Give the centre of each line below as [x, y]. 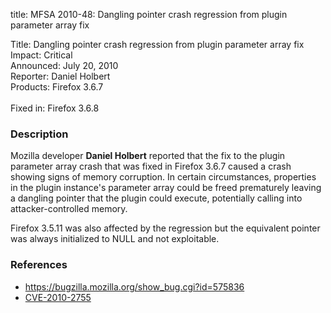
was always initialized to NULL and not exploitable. [115, 239]
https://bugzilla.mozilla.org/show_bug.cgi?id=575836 [134, 286]
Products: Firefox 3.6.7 [57, 87]
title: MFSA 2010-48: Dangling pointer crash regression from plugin [149, 14]
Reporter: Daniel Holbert [60, 76]
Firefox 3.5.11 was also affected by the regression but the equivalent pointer [165, 228]
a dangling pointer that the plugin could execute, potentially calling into [156, 198]
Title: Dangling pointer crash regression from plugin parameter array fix [157, 44]
